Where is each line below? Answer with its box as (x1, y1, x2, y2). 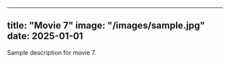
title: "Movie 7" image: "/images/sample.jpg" (7, 20, 205, 31)
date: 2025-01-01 (7, 30, 84, 42)
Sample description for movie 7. (7, 48, 97, 56)
